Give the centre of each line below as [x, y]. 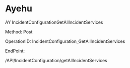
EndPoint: [15, 51]
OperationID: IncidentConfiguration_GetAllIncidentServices [65, 41]
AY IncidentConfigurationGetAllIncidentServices [54, 22]
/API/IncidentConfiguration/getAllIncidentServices [56, 60]
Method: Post [19, 32]
